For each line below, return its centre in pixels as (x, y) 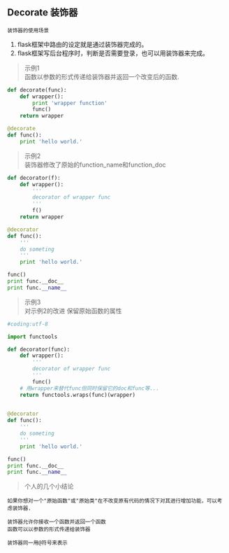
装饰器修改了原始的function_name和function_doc (95, 164)
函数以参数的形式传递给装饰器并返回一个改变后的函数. (102, 76)
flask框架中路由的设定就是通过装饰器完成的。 (82, 44)
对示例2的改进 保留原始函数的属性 (73, 311)
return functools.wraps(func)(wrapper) (78, 395)
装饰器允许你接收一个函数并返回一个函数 (57, 522)
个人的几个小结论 (49, 486)
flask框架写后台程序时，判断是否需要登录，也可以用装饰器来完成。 (113, 53)
